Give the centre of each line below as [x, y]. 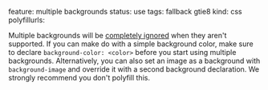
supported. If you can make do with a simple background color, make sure [131, 44]
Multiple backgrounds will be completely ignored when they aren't [118, 35]
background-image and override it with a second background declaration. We [134, 69]
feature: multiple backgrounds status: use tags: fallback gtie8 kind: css [125, 12]
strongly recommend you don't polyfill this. [79, 78]
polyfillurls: [27, 20]
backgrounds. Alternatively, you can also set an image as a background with [134, 61]
